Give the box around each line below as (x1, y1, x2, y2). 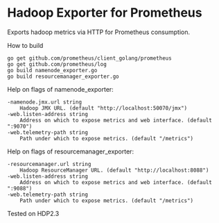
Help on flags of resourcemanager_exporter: (7, 147, 134, 156)
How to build (7, 41, 44, 49)
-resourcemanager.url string (7, 160, 91, 167)
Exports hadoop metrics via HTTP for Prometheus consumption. (7, 28, 191, 36)
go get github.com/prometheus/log (7, 60, 107, 67)
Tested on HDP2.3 (7, 209, 60, 217)
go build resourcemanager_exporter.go (7, 73, 119, 80)
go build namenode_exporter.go (7, 67, 98, 74)
